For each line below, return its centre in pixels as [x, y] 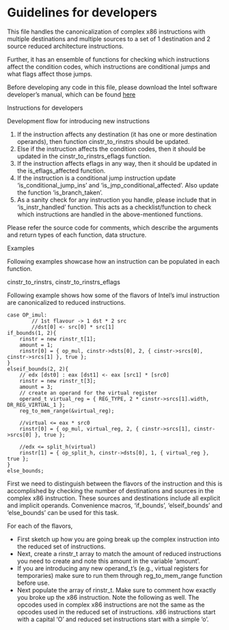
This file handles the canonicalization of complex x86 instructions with [106, 32]
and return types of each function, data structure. [77, 235]
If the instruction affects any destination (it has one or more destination [117, 134]
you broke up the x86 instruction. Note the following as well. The [108, 597]
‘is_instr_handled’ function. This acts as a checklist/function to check [114, 207]
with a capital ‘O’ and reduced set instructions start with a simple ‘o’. [113, 619]
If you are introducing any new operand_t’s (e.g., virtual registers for [112, 568]
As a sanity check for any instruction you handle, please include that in [117, 199]
